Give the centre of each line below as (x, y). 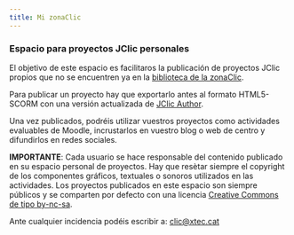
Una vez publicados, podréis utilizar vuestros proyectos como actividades (144, 121)
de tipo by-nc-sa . (41, 204)
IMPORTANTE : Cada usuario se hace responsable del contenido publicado (146, 157)
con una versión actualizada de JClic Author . (122, 104)
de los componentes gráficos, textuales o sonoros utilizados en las (131, 176)
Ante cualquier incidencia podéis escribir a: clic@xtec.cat (115, 221)
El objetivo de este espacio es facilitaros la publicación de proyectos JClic (145, 67)
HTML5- (254, 94)
